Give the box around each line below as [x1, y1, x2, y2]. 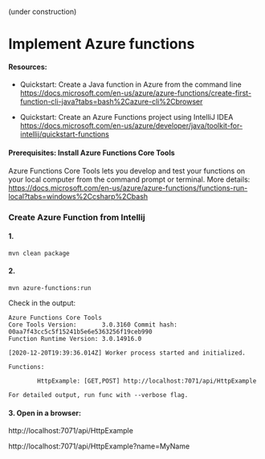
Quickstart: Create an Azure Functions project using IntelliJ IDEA [19, 113, 234, 122]
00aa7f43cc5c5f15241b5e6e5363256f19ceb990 [8, 327, 153, 336]
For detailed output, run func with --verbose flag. [8, 391, 189, 399]
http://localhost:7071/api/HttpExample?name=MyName [8, 441, 190, 451]
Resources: [8, 62, 47, 72]
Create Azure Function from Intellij [8, 211, 146, 223]
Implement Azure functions [8, 35, 195, 53]
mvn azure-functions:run [8, 284, 92, 292]
